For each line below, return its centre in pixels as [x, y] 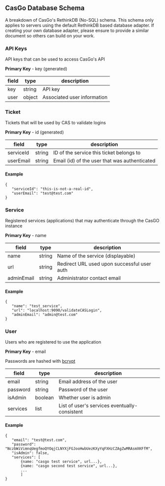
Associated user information [75, 97]
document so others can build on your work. [50, 35]
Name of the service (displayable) [96, 256]
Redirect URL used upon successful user [104, 264]
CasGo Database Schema [45, 8]
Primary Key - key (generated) [36, 69]
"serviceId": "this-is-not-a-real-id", [52, 189]
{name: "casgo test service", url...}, [61, 461]
